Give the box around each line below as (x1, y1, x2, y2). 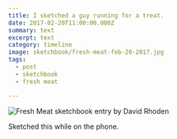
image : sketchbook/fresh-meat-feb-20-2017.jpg (8, 48, 164, 56)
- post (15, 63, 37, 71)
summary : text (8, 26, 55, 34)
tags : (8, 56, 26, 64)
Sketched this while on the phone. (8, 122, 119, 131)
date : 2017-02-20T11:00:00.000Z (8, 19, 115, 27)
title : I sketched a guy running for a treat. (8, 11, 164, 20)
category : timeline (8, 41, 73, 49)
